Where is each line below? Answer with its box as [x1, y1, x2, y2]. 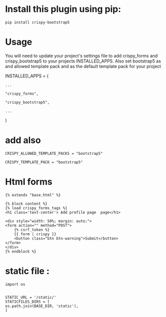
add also [5, 135, 41, 146]
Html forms [5, 176, 53, 187]
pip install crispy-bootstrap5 [5, 20, 70, 25]
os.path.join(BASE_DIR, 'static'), [5, 304, 79, 309]
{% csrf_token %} [14, 227, 50, 232]
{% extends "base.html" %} [5, 192, 61, 197]
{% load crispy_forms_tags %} [5, 205, 68, 210]
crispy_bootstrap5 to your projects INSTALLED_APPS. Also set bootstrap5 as [5, 58, 161, 64]
